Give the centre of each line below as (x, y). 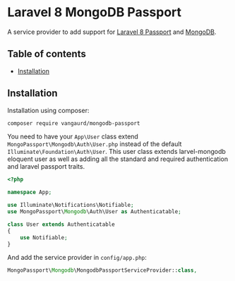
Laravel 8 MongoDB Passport (95, 12)
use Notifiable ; (44, 237)
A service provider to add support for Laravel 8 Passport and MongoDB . (112, 32)
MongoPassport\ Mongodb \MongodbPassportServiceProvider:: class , (102, 270)
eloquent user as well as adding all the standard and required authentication (117, 159)
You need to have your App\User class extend (73, 137)
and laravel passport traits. (46, 167)
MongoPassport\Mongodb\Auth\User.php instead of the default (95, 144)
